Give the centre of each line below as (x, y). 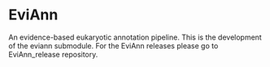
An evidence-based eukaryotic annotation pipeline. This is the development (135, 37)
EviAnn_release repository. (53, 54)
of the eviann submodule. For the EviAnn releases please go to (113, 45)
